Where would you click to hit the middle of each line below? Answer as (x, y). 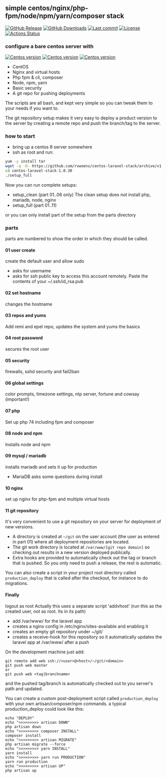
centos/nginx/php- (58, 8)
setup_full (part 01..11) (34, 205)
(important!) (17, 399)
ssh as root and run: (33, 152)
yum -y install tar (25, 162)
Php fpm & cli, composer (38, 77)
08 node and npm (24, 433)
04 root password (24, 338)
